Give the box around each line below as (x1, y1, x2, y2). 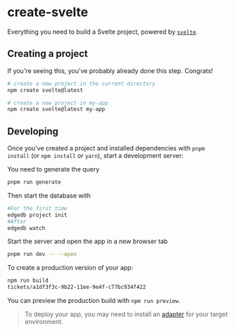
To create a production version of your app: (7, 264, 134, 272)
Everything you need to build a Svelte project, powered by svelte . (7, 27, 198, 36)
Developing (7, 125, 58, 137)
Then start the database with (7, 191, 91, 200)
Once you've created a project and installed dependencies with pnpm (7, 144, 205, 152)
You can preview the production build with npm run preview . (7, 297, 181, 305)
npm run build (7, 277, 49, 285)
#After (7, 218, 27, 225)
